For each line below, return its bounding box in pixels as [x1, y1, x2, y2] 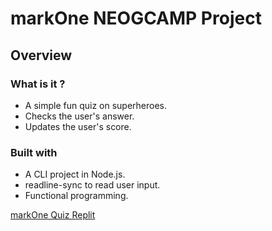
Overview [10, 47, 73, 64]
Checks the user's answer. [24, 110, 135, 122]
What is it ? [10, 77, 66, 91]
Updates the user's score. [24, 120, 132, 132]
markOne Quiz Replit [10, 209, 96, 221]
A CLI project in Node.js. [24, 168, 126, 181]
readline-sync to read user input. [24, 179, 161, 191]
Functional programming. [24, 190, 129, 202]
